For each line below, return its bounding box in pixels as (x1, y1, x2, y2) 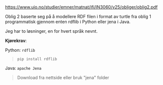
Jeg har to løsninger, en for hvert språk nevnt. (5, 28, 98, 34)
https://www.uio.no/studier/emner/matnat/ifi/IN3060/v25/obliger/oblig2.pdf (5, 4, 158, 10)
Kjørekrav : (5, 38, 27, 43)
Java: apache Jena (5, 65, 42, 71)
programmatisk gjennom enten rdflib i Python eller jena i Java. (5, 19, 131, 24)
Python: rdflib (5, 47, 35, 53)
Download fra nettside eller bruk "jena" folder (17, 75, 109, 80)
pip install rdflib (17, 57, 57, 62)
